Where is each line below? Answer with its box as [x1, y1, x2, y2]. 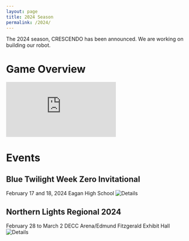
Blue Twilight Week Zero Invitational [6, 174, 140, 184]
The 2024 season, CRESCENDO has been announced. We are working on [6, 36, 184, 43]
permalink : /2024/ [6, 19, 51, 25]
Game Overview [6, 62, 86, 76]
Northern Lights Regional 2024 [6, 206, 122, 217]
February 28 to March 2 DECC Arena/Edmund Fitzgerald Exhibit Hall [6, 222, 170, 229]
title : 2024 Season [6, 14, 54, 20]
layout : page [6, 8, 38, 15]
